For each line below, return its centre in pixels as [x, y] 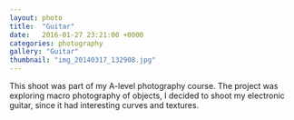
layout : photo [36, 18]
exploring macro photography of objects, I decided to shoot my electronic [147, 95]
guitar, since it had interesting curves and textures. [104, 105]
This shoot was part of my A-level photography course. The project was [144, 86]
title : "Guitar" [42, 26]
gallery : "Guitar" [44, 52]
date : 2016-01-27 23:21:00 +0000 [77, 35]
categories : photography [56, 43]
